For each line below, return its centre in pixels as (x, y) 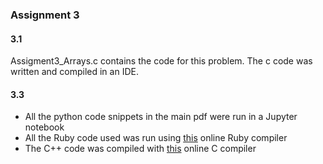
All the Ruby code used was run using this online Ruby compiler (156, 138)
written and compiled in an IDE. (74, 72)
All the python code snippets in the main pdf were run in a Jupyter (161, 117)
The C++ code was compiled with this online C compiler (140, 149)
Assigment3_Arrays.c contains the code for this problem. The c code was (161, 61)
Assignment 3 (45, 15)
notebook (44, 127)
